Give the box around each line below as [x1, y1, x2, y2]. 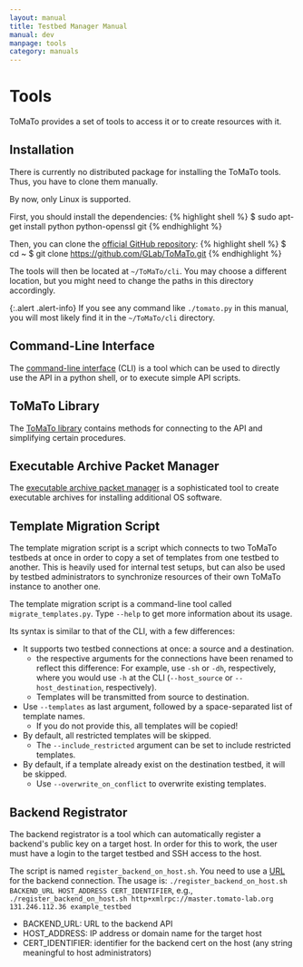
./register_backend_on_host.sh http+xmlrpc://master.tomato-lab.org [9, 894, 274, 904]
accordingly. [9, 285, 56, 296]
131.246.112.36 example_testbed [9, 902, 132, 912]
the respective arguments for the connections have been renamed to [35, 653, 294, 664]
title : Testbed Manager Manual [9, 22, 128, 31]
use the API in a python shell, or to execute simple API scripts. [9, 372, 241, 383]
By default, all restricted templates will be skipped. [22, 730, 211, 741]
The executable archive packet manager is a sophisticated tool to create [9, 483, 279, 493]
